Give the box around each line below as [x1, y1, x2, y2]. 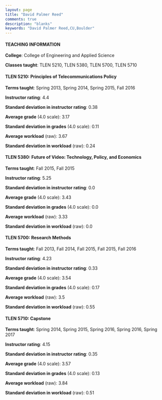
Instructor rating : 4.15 [5, 342, 51, 348]
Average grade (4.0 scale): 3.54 [5, 275, 71, 281]
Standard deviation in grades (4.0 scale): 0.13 [5, 371, 100, 377]
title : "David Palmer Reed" [5, 12, 64, 17]
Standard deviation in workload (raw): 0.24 [5, 143, 96, 149]
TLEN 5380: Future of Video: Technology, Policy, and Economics [5, 154, 142, 160]
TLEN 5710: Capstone [5, 315, 51, 321]
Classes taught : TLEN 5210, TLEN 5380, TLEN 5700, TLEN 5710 [5, 62, 137, 68]
